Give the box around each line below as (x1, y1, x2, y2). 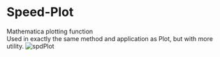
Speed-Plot (6, 4, 74, 20)
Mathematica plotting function (6, 27, 94, 35)
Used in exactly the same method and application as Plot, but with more (6, 34, 214, 42)
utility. (6, 42, 24, 50)
